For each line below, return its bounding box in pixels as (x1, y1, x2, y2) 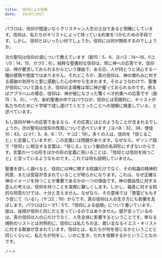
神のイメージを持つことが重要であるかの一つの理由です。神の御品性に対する (5, 177, 157, 183)
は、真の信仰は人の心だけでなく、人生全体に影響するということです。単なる (5, 214, 157, 220)
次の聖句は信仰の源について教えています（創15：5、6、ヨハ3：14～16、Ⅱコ (5, 54, 155, 60)
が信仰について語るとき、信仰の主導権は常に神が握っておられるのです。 (5, 84, 148, 90)
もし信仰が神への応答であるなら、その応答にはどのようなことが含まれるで (5, 119, 153, 125)
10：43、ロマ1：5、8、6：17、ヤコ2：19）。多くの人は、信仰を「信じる (5, 131, 148, 137)
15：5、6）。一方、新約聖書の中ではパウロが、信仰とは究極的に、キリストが (5, 97, 156, 102)
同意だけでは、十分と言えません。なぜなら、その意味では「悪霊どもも (13, 190, 153, 195)
